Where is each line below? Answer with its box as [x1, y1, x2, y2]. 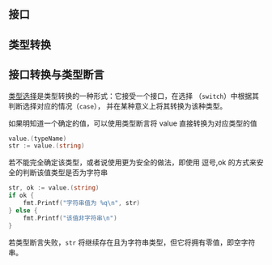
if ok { [8, 191, 35, 200]
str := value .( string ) [8, 142, 85, 150]
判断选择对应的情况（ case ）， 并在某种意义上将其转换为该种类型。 [8, 100, 227, 111]
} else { [8, 206, 38, 215]
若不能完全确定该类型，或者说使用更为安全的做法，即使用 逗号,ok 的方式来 [8, 157, 257, 168]
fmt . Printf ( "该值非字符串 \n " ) [23, 214, 117, 222]
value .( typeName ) [8, 135, 67, 143]
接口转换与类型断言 [8, 68, 104, 82]
